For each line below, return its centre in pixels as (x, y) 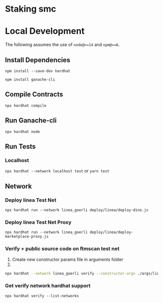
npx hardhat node (23, 132)
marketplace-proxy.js (27, 236)
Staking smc (31, 9)
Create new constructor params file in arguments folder (68, 259)
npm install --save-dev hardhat (38, 71)
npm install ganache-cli (30, 79)
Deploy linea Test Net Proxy (38, 222)
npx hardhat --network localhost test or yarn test (57, 171)
